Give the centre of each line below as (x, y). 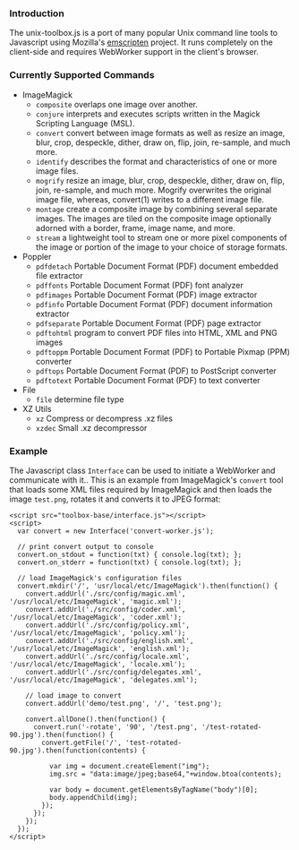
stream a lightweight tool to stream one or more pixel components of (162, 237)
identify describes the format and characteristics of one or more (156, 161)
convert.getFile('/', (82, 743)
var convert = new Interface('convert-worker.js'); (116, 531)
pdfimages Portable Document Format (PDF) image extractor (146, 295)
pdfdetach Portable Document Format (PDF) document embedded (157, 266)
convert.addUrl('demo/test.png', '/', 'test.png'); (124, 703)
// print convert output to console (85, 546)
